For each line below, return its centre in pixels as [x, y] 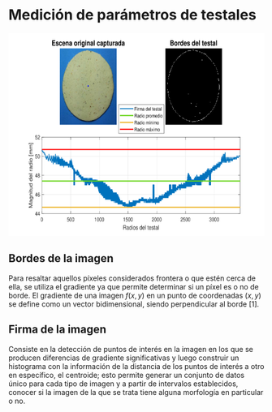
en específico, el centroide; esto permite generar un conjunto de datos [127, 375]
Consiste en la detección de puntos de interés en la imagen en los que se [131, 349]
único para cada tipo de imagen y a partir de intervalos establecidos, [123, 384]
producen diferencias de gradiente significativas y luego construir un [124, 358]
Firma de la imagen [58, 330]
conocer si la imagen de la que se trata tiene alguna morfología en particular [136, 392]
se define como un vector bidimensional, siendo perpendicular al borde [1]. [134, 304]
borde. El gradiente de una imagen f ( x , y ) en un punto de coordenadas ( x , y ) [135, 295]
